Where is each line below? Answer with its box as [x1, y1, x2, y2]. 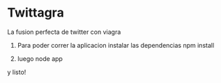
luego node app [17, 54, 63, 63]
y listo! [7, 68, 26, 76]
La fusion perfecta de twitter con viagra [7, 28, 121, 36]
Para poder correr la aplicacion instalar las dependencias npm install [17, 41, 215, 49]
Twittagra [7, 5, 64, 21]
